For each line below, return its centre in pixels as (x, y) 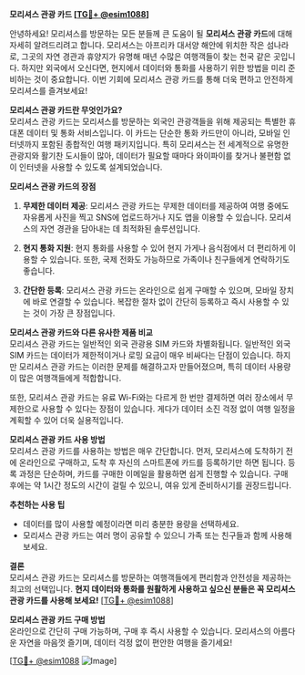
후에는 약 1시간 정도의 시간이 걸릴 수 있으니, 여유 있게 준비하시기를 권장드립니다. (150, 485)
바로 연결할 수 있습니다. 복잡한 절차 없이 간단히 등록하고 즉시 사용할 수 (156, 301)
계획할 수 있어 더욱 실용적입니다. (67, 420)
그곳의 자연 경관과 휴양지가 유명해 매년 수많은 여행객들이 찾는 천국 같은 (146, 57)
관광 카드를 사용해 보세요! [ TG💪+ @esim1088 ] (91, 600)
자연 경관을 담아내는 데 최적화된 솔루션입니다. (120, 228)
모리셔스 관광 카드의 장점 (53, 187)
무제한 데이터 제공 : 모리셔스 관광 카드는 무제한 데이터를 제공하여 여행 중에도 (156, 206)
